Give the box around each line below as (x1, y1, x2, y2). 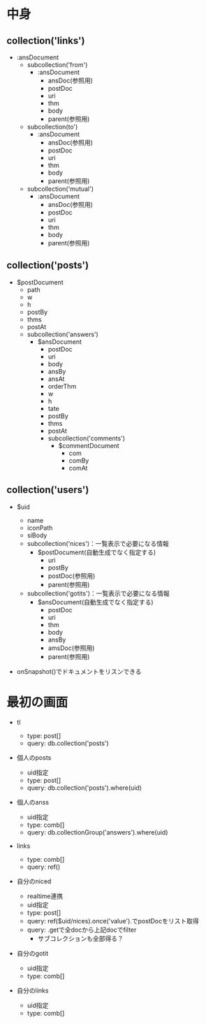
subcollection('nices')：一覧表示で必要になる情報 (27, 539, 169, 547)
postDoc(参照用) (47, 571, 96, 580)
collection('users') (6, 484, 89, 496)
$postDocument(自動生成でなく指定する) (37, 548, 156, 556)
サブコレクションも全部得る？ (37, 934, 124, 942)
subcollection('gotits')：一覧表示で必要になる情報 (27, 589, 170, 598)
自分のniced (16, 877, 52, 885)
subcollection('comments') (47, 434, 125, 442)
